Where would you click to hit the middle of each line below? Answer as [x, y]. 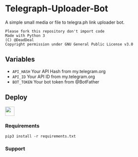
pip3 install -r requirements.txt [41, 136]
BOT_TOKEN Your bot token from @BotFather [56, 81]
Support [15, 149]
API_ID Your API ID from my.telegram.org [53, 77]
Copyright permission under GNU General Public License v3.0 [69, 44]
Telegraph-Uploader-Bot [57, 9]
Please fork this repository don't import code [55, 31]
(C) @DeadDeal [20, 40]
